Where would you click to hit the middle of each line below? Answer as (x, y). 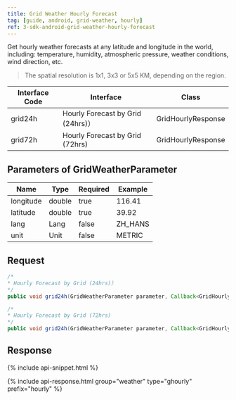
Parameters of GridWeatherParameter (92, 169)
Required (94, 189)
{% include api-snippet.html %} (53, 368)
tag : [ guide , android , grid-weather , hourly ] (75, 20)
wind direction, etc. (35, 62)
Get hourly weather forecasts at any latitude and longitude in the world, (110, 47)
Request (26, 260)
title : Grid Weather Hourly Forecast (63, 14)
